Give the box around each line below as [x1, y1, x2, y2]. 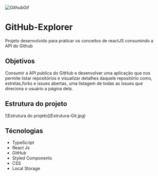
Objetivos [5, 57, 35, 65]
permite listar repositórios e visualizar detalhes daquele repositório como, [5, 75, 153, 81]
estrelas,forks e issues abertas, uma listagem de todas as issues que [5, 80, 143, 86]
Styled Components [12, 155, 53, 161]
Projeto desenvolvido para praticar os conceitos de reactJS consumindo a [5, 38, 154, 43]
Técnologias [5, 127, 43, 135]
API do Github [5, 43, 33, 49]
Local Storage [12, 166, 40, 172]
